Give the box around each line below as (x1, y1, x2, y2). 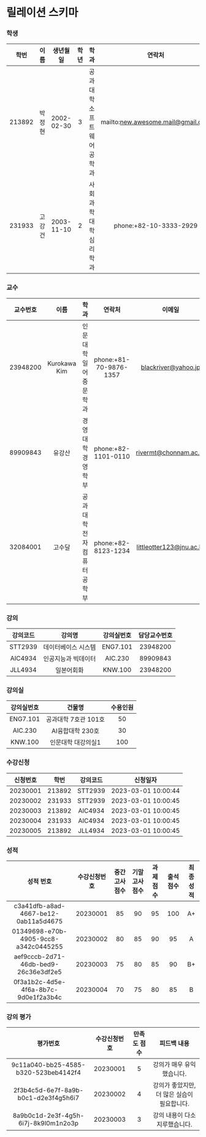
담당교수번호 (138, 631, 173, 639)
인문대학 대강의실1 (50, 738, 101, 747)
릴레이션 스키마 (6, 6, 78, 20)
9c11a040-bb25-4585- (11, 1061, 86, 1069)
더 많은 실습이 (155, 1090, 193, 1099)
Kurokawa (47, 359, 77, 367)
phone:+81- (94, 355, 131, 364)
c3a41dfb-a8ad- (13, 901, 66, 910)
